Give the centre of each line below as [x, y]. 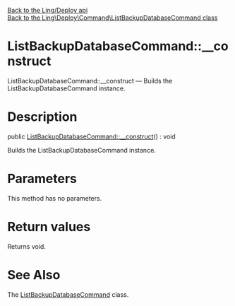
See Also [34, 275]
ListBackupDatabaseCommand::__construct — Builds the [90, 81]
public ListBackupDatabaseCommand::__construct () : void [92, 136]
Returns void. [26, 246]
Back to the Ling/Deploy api [48, 10]
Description [42, 117]
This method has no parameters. [55, 198]
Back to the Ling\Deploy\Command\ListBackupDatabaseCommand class [113, 18]
